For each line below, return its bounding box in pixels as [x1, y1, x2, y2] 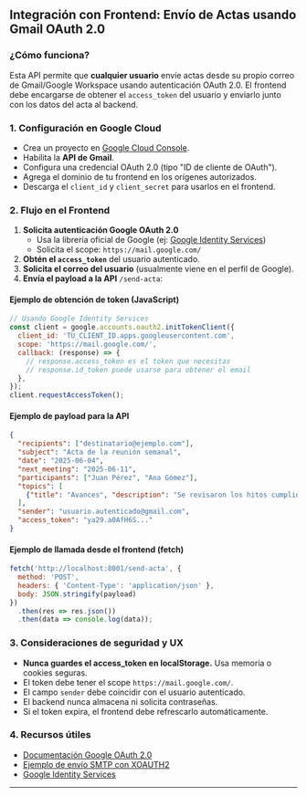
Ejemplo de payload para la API [9, 410, 130, 421]
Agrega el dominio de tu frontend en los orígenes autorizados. [22, 171, 258, 182]
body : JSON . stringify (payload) [17, 589, 137, 599]
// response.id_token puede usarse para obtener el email [26, 365, 251, 374]
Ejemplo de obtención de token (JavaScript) [9, 294, 180, 305]
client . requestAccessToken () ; [9, 391, 125, 400]
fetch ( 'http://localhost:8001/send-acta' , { [9, 564, 182, 573]
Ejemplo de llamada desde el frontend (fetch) [9, 543, 185, 555]
